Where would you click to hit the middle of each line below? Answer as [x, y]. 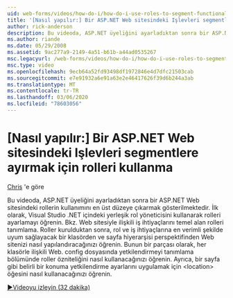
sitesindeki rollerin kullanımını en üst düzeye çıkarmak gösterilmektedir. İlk [113, 207]
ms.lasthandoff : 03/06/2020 [48, 98]
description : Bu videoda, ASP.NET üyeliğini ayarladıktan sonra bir [108, 33]
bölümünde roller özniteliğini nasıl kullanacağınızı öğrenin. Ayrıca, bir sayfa [114, 259]
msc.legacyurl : [29, 59]
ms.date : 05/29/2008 [37, 46]
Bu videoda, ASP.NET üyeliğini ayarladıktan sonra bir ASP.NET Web [103, 200]
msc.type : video [31, 65]
